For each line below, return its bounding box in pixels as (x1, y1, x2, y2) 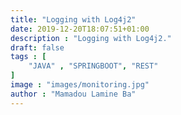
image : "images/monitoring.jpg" (10, 80, 150, 90)
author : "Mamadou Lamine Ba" (10, 89, 137, 99)
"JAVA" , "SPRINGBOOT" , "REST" (28, 61, 159, 71)
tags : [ (10, 52, 47, 62)
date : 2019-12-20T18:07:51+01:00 (10, 24, 150, 34)
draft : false (10, 42, 65, 53)
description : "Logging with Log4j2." (10, 33, 172, 43)
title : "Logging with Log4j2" (10, 14, 137, 25)
